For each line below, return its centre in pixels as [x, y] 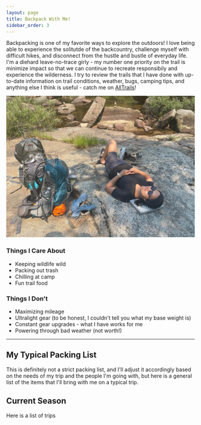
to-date [16, 81]
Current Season [36, 401]
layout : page [22, 13]
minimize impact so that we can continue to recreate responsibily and [92, 68]
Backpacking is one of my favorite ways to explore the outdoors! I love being [100, 43]
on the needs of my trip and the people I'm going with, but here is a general [99, 376]
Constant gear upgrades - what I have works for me [79, 324]
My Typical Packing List [51, 355]
